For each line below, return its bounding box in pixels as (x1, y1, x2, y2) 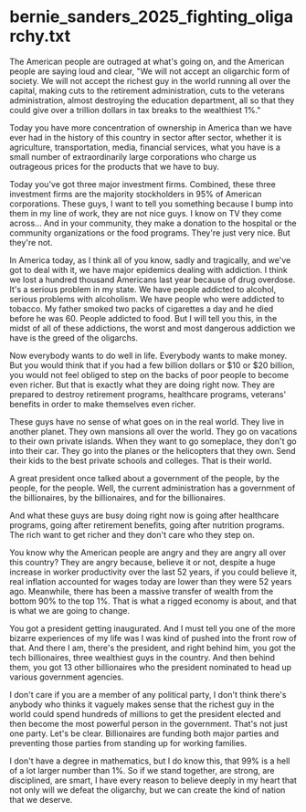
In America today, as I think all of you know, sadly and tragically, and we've (9, 254, 291, 266)
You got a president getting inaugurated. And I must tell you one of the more (9, 623, 296, 634)
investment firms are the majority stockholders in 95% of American (9, 188, 262, 199)
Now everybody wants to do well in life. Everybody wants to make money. (9, 350, 288, 361)
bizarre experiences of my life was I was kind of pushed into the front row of (9, 632, 297, 643)
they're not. (9, 237, 53, 248)
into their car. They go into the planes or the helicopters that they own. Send (9, 445, 296, 456)
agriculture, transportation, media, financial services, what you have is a (9, 142, 281, 153)
